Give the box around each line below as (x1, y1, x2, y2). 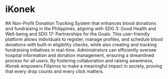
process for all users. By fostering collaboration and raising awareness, (5, 57, 154, 63)
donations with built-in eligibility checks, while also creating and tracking (5, 41, 157, 47)
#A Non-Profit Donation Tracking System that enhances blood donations (5, 20, 157, 26)
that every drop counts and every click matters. (5, 68, 104, 74)
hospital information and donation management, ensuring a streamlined (5, 52, 154, 58)
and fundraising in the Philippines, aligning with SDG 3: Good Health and (5, 25, 156, 31)
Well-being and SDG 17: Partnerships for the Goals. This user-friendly (5, 31, 150, 37)
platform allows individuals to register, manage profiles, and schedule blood (5, 36, 163, 42)
